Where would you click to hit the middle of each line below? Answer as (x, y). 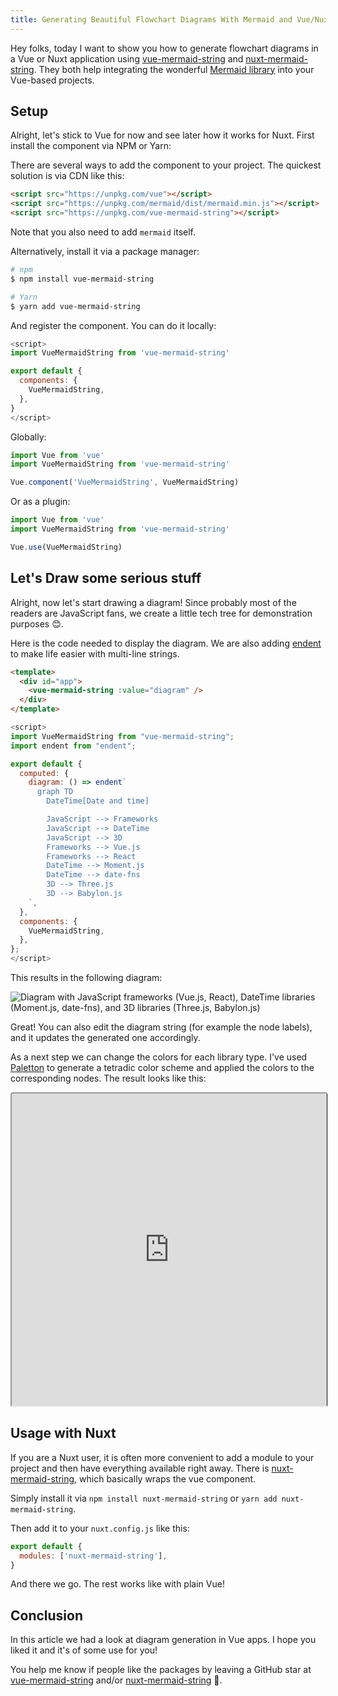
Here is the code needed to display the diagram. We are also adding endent (166, 643)
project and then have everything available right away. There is (140, 1468)
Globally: (28, 437)
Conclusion (47, 1615)
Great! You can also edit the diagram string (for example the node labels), (161, 1027)
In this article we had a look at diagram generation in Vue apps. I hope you (163, 1640)
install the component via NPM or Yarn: (91, 146)
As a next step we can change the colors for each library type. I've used (159, 1057)
